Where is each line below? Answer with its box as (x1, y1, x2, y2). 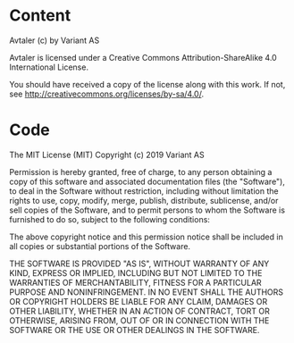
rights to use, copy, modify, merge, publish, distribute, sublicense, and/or (9, 195, 279, 205)
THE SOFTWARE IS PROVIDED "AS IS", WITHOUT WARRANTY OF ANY (9, 258, 270, 269)
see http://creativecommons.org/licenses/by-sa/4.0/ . (9, 88, 204, 99)
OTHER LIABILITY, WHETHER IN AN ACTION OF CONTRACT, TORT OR (9, 305, 270, 316)
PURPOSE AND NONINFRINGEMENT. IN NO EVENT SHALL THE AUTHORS (9, 287, 284, 297)
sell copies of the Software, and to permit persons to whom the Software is (9, 205, 286, 215)
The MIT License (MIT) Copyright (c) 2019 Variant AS (9, 149, 206, 160)
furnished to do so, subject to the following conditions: (9, 213, 210, 224)
